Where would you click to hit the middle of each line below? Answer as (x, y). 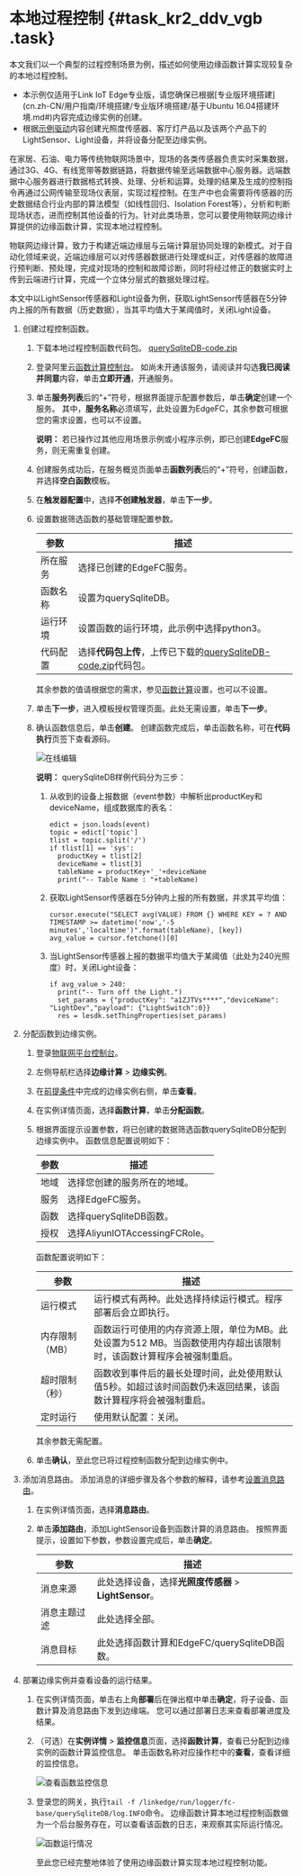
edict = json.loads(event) (100, 825)
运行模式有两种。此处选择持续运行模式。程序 (188, 1299)
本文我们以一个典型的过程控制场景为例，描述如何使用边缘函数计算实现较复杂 (151, 64)
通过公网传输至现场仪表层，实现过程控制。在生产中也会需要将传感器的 (155, 192)
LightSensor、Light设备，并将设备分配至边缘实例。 (117, 140)
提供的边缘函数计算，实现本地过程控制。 (92, 226)
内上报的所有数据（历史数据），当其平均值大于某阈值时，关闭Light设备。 (142, 309)
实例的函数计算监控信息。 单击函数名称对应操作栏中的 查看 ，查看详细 (163, 1752)
